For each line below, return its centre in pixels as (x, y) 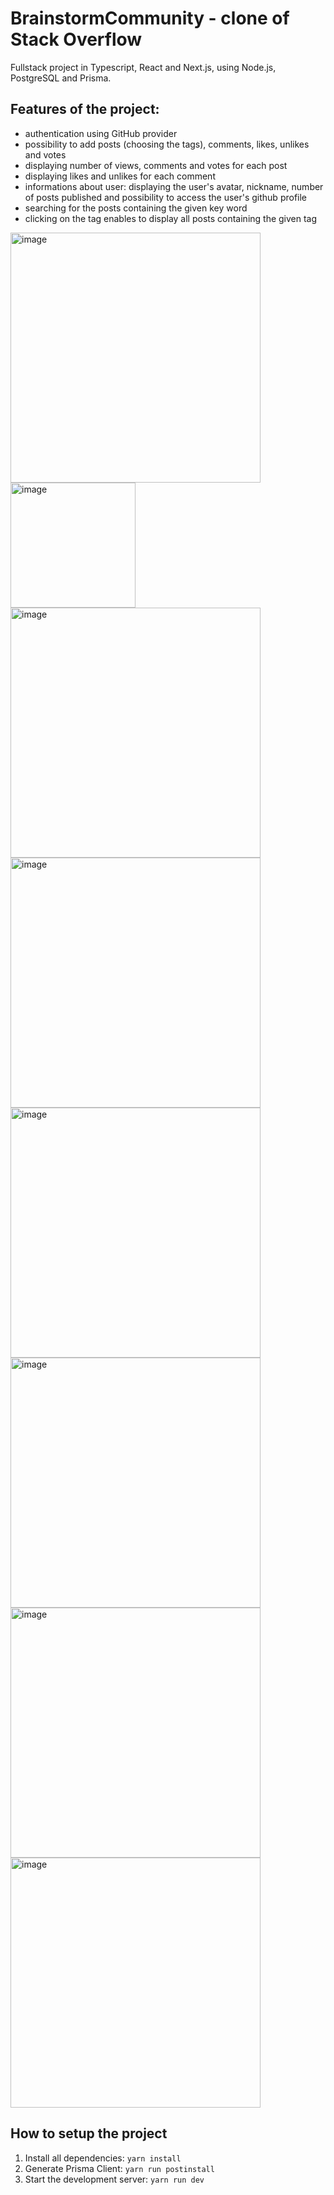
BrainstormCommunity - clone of (150, 18)
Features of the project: (85, 109)
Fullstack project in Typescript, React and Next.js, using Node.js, (143, 67)
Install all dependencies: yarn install (103, 2158)
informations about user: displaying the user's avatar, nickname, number (174, 186)
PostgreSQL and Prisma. (61, 78)
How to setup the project (89, 2133)
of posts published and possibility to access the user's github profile (166, 197)
